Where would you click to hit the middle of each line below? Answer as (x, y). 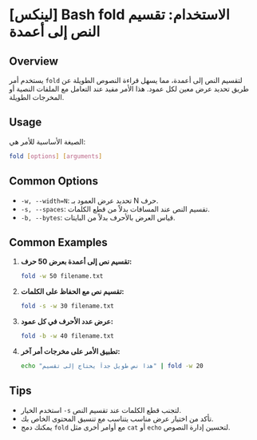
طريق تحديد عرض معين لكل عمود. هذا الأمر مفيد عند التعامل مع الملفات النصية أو (129, 89)
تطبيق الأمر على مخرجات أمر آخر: (70, 351)
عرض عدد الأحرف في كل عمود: (67, 322)
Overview (34, 61)
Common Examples (59, 242)
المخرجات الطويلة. (37, 97)
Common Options (54, 181)
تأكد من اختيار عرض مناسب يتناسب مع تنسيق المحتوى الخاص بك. (117, 418)
